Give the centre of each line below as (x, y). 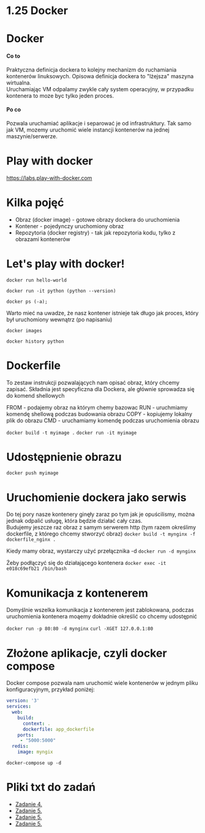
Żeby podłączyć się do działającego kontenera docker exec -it (86, 563)
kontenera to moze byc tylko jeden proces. (60, 95)
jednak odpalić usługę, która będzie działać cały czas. (74, 521)
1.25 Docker (37, 11)
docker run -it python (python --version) (61, 291)
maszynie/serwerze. (32, 136)
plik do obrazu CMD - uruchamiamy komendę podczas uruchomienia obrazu (103, 420)
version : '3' (23, 701)
